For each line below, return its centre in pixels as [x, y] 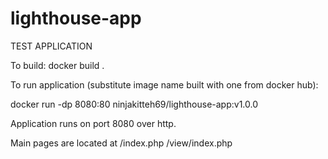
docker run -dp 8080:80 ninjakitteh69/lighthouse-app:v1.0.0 [134, 104]
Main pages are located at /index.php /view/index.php [121, 143]
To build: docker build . [57, 65]
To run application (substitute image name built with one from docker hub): [164, 84]
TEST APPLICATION [51, 46]
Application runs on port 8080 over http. [93, 123]
